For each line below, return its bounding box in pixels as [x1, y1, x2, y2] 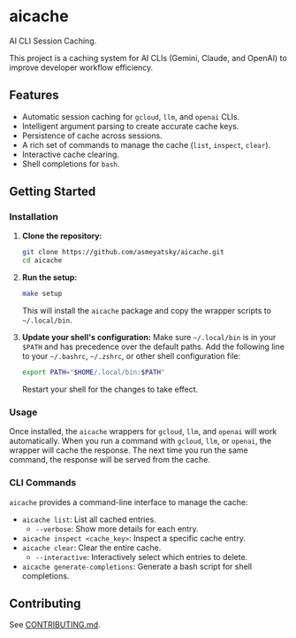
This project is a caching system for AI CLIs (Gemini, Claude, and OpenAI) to [9, 52, 287, 63]
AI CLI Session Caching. [9, 35, 97, 46]
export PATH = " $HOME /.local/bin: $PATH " [21, 368, 165, 377]
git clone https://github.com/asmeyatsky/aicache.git [21, 248, 224, 257]
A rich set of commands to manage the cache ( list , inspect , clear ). [21, 139, 271, 150]
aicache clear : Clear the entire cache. [21, 542, 162, 553]
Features [9, 88, 59, 103]
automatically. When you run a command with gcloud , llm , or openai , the [9, 436, 272, 447]
